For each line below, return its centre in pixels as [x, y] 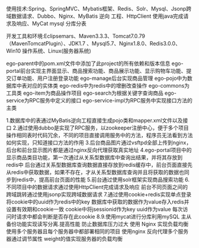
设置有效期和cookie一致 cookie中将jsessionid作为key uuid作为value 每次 [94, 209]
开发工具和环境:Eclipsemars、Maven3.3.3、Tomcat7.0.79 [76, 36]
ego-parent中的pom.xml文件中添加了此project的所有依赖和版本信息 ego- [95, 63]
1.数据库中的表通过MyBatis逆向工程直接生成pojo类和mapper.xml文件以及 [94, 120]
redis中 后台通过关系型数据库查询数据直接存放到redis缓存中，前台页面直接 [97, 165]
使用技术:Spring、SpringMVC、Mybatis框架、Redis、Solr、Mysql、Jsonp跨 [99, 9]
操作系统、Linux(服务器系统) [57, 51]
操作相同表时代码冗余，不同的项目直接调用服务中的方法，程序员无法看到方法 [99, 135]
